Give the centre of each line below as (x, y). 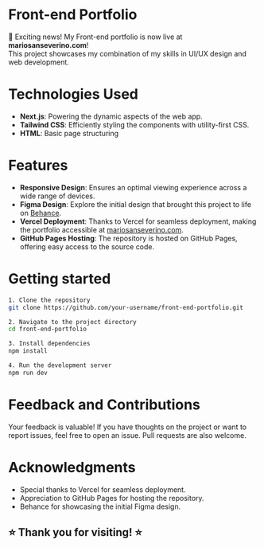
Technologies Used (74, 94)
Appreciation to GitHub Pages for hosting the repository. (112, 498)
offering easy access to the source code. (87, 246)
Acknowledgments (72, 467)
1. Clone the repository (49, 300)
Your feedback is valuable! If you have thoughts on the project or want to (128, 427)
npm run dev (28, 373)
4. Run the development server (60, 365)
